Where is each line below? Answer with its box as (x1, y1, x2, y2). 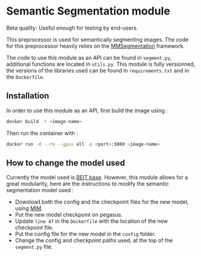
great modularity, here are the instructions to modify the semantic (6, 180, 169, 188)
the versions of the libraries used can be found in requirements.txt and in (6, 66, 190, 74)
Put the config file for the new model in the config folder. (14, 231, 156, 238)
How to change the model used (6, 158, 125, 168)
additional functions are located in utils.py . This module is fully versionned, (6, 60, 196, 68)
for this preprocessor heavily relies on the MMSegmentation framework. (6, 42, 185, 50)
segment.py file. (14, 243, 53, 251)
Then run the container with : (6, 129, 78, 136)
